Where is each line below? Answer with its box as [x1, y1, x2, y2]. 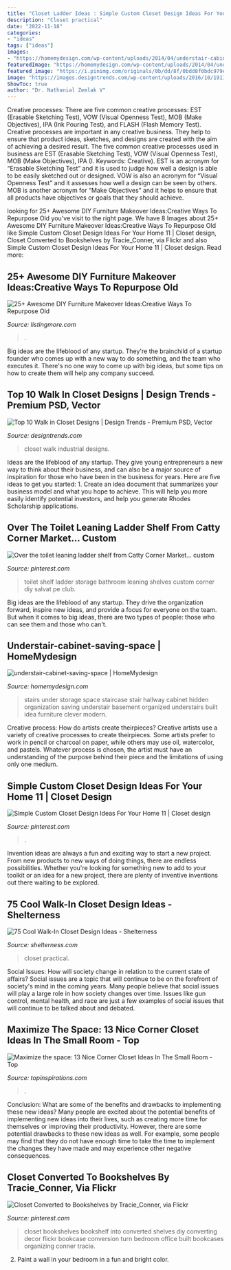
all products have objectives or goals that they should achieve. [7, 193, 184, 202]
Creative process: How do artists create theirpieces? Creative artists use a [7, 723, 218, 732]
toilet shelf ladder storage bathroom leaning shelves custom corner [23, 578, 215, 586]
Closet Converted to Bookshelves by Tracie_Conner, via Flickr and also [7, 236, 208, 244]
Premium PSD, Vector [7, 400, 101, 412]
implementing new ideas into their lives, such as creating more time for [7, 1114, 208, 1123]
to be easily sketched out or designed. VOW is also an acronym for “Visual [7, 171, 218, 180]
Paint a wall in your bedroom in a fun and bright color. [16, 1255, 170, 1263]
